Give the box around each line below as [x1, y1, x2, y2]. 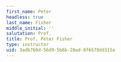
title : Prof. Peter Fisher [6, 36, 73, 42]
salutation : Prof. [6, 31, 52, 37]
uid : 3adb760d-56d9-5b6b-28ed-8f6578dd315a [6, 47, 116, 53]
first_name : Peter [6, 8, 52, 15]
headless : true [6, 14, 44, 20]
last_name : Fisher [6, 19, 52, 25]
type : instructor [6, 42, 49, 48]
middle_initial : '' [6, 25, 55, 31]
